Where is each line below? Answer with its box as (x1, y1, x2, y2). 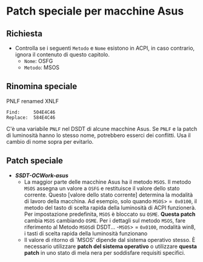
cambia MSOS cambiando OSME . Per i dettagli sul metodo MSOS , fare (24, 217, 186, 224)
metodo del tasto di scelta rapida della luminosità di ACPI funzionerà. (24, 204, 196, 211)
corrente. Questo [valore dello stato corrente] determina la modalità (24, 191, 193, 198)
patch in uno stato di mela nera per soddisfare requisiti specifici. (24, 249, 186, 256)
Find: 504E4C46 (6, 109, 56, 115)
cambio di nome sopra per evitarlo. (6, 138, 94, 145)
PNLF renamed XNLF (6, 97, 59, 104)
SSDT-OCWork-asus (15, 172, 68, 179)
